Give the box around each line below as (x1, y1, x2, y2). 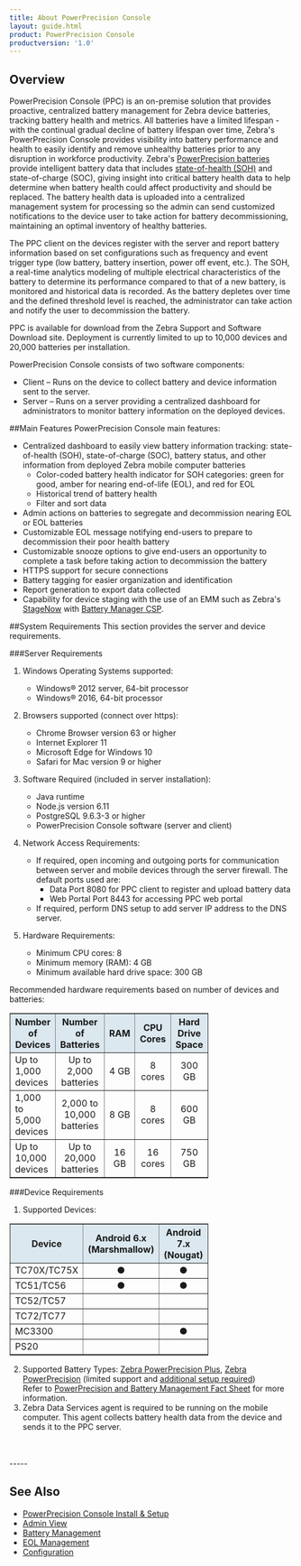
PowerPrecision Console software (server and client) (35, 820, 233, 831)
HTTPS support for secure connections (22, 565, 169, 576)
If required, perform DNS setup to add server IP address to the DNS (35, 903, 287, 914)
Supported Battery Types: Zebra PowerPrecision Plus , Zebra (22, 1364, 247, 1375)
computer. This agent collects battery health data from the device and (22, 1412, 282, 1422)
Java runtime (35, 792, 86, 802)
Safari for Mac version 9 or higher (35, 756, 162, 767)
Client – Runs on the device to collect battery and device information (22, 376, 278, 388)
